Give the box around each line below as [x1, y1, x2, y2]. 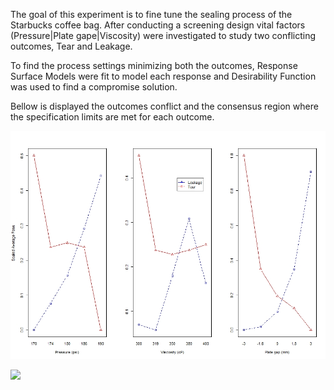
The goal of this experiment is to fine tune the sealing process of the [10, 9, 293, 20]
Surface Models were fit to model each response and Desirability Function [10, 70, 317, 82]
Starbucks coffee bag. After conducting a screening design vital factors [10, 19, 306, 31]
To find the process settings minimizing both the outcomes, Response [10, 60, 298, 71]
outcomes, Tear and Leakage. [10, 40, 133, 52]
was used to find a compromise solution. [10, 81, 178, 93]
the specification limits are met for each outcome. [10, 111, 215, 123]
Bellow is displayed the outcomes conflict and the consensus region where [10, 100, 319, 112]
